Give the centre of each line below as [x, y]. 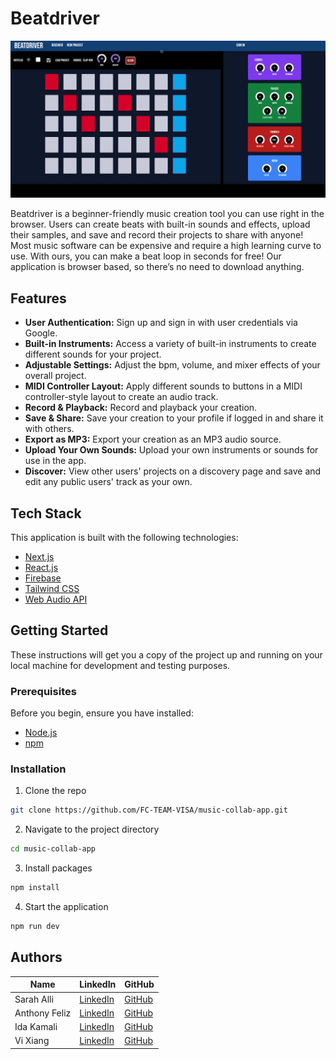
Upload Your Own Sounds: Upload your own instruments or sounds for [171, 450]
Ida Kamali [36, 1027]
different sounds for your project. [93, 354]
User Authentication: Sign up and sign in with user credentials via [161, 323]
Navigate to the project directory [92, 829]
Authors [36, 957]
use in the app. [55, 461]
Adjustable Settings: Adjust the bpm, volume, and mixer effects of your [172, 365]
